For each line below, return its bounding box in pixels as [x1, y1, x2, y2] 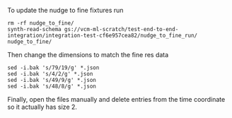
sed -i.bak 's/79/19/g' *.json [7, 64, 100, 71]
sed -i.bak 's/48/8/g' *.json [7, 83, 97, 90]
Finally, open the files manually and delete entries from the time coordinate [7, 95, 226, 103]
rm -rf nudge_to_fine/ [7, 20, 74, 27]
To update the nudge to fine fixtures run [7, 6, 124, 14]
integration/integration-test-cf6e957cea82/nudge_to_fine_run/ [7, 32, 198, 39]
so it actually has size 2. [7, 102, 78, 111]
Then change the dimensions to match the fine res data [7, 51, 169, 59]
